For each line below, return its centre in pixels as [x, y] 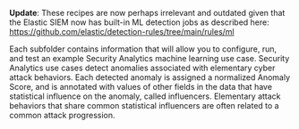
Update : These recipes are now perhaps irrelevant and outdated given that [147, 13]
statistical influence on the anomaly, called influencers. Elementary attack [145, 96]
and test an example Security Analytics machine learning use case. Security [149, 58]
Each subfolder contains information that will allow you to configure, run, [143, 49]
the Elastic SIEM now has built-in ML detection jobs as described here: [140, 22]
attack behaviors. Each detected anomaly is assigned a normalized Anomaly [150, 77]
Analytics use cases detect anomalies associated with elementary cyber [142, 68]
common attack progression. [62, 115]
